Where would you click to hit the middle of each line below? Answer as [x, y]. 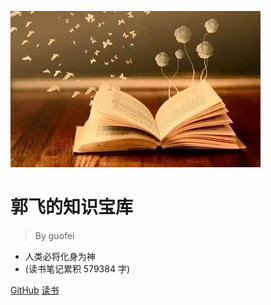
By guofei [54, 235]
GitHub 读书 [35, 290]
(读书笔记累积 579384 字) [77, 268]
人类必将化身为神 [60, 256]
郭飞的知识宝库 [72, 207]
